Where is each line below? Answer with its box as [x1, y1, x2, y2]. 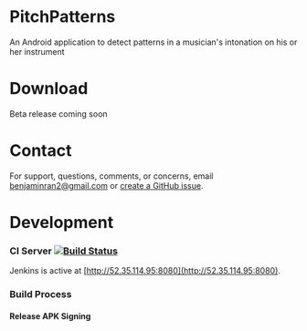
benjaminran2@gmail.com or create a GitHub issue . [9, 180, 204, 191]
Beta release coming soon [9, 108, 108, 119]
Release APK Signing [9, 310, 91, 321]
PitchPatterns [9, 6, 116, 27]
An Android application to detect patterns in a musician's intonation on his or [9, 36, 298, 47]
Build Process [9, 288, 72, 301]
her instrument [9, 46, 66, 57]
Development [9, 212, 114, 233]
